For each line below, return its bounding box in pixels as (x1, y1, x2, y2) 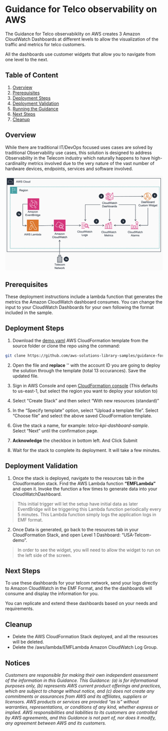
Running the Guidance (12, 105, 58, 111)
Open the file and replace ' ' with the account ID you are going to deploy (12, 362, 160, 368)
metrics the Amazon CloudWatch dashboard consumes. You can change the (5, 299, 162, 305)
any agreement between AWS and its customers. (5, 720, 106, 726)
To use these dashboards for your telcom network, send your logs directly (5, 580, 158, 586)
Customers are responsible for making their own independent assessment (5, 672, 158, 678)
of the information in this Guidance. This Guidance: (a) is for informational (5, 677, 158, 683)
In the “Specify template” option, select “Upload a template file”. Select (12, 407, 158, 413)
